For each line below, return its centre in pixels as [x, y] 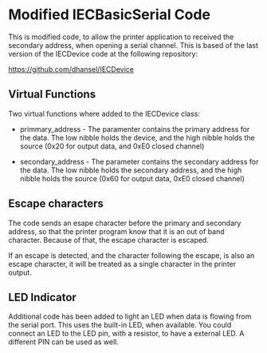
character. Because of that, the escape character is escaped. [108, 240]
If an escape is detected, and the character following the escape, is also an [132, 255]
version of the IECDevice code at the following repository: [103, 54]
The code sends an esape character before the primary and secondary [125, 223]
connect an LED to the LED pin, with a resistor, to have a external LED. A [126, 334]
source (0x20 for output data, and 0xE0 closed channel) [112, 146]
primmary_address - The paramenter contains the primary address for [135, 129]
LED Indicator [43, 297]
